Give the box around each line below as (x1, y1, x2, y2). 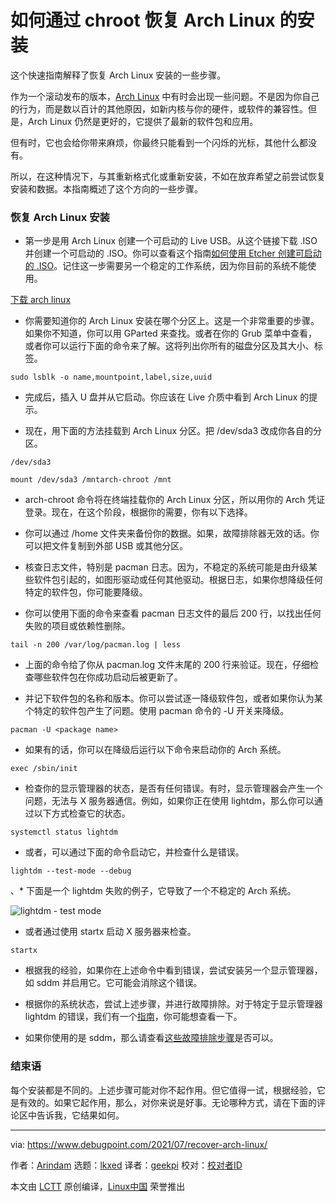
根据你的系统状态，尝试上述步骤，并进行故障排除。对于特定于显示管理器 (24, 998, 323, 1010)
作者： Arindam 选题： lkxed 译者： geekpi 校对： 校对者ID (10, 1159, 243, 1171)
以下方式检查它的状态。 (33, 807, 131, 820)
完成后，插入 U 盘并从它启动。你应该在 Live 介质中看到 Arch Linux (24, 391, 298, 403)
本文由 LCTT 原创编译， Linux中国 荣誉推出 (10, 1180, 186, 1192)
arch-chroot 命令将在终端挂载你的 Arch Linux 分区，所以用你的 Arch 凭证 (24, 494, 326, 506)
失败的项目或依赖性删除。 (24, 620, 131, 632)
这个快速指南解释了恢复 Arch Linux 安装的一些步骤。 (10, 69, 227, 81)
